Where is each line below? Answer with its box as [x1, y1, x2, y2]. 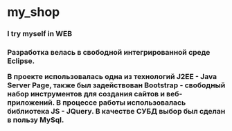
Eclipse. [7, 56, 35, 66]
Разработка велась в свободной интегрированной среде [7, 48, 211, 58]
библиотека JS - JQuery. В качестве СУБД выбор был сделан [7, 107, 226, 116]
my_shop [7, 4, 60, 20]
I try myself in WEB [7, 29, 73, 39]
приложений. [7, 98, 55, 107]
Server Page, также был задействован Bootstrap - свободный [7, 80, 226, 90]
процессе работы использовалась [62, 98, 186, 107]
